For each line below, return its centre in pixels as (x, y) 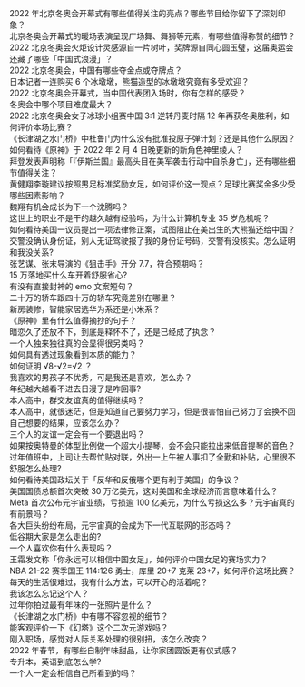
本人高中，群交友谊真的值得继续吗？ (77, 400)
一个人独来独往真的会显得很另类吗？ (77, 343)
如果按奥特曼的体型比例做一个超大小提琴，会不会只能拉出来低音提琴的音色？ (152, 445)
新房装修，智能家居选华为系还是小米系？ (85, 309)
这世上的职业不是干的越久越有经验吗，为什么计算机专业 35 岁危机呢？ (140, 218)
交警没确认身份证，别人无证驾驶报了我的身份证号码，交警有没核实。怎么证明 (152, 241)
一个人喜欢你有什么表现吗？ (61, 548)
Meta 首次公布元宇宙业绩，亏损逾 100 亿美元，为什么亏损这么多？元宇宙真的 (152, 502)
